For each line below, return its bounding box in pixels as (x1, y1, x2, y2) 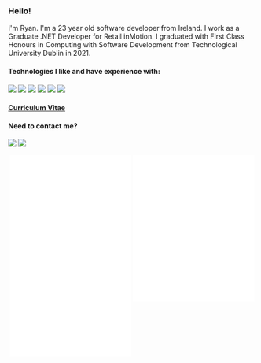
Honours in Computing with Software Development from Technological (8, 40, 237, 50)
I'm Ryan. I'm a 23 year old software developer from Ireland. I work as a (8, 24, 240, 33)
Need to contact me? (8, 120, 78, 131)
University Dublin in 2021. (8, 49, 91, 58)
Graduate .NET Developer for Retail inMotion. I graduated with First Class (8, 31, 245, 41)
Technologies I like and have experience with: (8, 66, 161, 76)
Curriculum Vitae (8, 103, 65, 113)
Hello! (8, 6, 31, 17)
